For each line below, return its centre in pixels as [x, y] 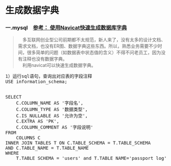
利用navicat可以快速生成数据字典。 [59, 65]
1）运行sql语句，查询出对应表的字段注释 [49, 76]
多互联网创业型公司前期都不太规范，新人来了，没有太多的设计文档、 [94, 40]
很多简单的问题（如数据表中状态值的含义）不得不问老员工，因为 [94, 53]
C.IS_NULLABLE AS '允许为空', [52, 116]
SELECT [14, 97]
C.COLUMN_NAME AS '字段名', [50, 103]
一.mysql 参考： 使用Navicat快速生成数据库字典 [66, 28]
